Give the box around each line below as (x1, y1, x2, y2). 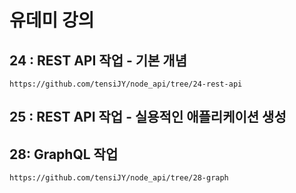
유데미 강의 (9, 9, 95, 32)
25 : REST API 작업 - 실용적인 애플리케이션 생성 (9, 109, 287, 126)
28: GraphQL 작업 (9, 146, 119, 163)
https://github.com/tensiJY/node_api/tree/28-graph (9, 173, 229, 183)
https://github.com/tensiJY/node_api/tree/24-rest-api (9, 79, 243, 89)
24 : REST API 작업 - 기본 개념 (9, 52, 188, 69)
